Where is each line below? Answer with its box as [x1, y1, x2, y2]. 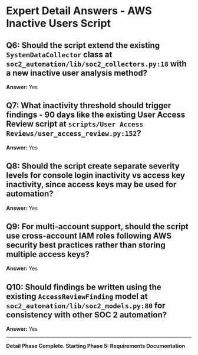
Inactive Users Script [6, 17, 111, 30]
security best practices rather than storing [6, 240, 166, 250]
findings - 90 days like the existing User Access [6, 110, 186, 120]
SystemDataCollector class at [6, 49, 113, 60]
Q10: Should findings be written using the [6, 282, 162, 292]
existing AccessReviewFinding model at [6, 291, 148, 301]
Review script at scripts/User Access [6, 119, 144, 129]
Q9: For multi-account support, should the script [6, 222, 189, 232]
